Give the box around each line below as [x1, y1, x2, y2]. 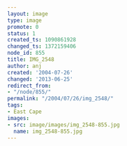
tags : [7, 102, 23, 109]
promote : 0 [7, 23, 39, 30]
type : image [7, 17, 42, 24]
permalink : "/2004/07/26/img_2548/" [7, 95, 114, 102]
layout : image [7, 10, 49, 18]
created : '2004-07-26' [7, 69, 73, 76]
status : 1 [7, 29, 36, 37]
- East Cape [7, 108, 42, 115]
